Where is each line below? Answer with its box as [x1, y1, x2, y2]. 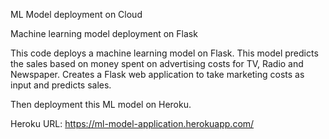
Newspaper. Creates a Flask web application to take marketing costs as [10, 69, 305, 80]
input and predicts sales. [10, 79, 112, 91]
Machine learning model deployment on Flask [10, 28, 198, 39]
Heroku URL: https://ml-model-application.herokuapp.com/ [10, 118, 255, 129]
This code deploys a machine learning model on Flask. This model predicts [10, 47, 319, 59]
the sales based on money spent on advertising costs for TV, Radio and [10, 58, 304, 69]
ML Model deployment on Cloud [10, 9, 143, 20]
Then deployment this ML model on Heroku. [10, 99, 192, 110]
